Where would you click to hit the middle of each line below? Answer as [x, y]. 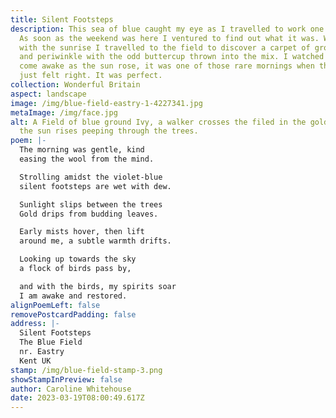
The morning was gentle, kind [82, 150]
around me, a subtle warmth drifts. [95, 241]
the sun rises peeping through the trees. [109, 131]
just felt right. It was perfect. [91, 76]
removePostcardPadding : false [73, 314]
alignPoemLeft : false [55, 305]
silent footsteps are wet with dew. [95, 186]
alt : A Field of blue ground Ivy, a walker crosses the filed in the [158, 122]
